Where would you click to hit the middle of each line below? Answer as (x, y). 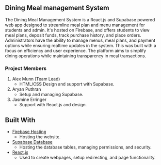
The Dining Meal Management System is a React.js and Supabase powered (80, 19)
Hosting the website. (40, 137)
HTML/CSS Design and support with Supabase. (67, 84)
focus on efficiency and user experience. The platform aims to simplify (76, 50)
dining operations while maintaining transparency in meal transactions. (76, 56)
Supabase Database (32, 142)
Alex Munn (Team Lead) (36, 79)
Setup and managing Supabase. (51, 95)
